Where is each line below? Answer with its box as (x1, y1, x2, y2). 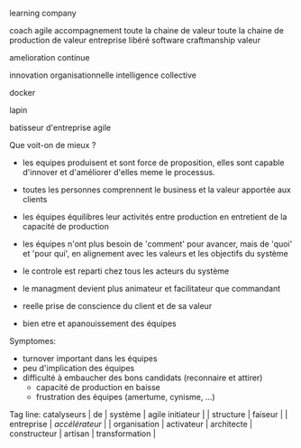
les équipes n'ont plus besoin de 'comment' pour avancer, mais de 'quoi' (22, 238, 293, 249)
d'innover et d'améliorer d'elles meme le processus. (22, 167, 215, 177)
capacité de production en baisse (35, 382, 160, 392)
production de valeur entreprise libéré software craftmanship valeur (9, 35, 261, 45)
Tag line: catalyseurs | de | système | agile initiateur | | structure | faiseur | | (9, 409, 288, 419)
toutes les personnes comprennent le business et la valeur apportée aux (22, 184, 291, 195)
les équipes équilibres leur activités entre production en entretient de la (22, 211, 287, 222)
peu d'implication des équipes (22, 363, 135, 373)
